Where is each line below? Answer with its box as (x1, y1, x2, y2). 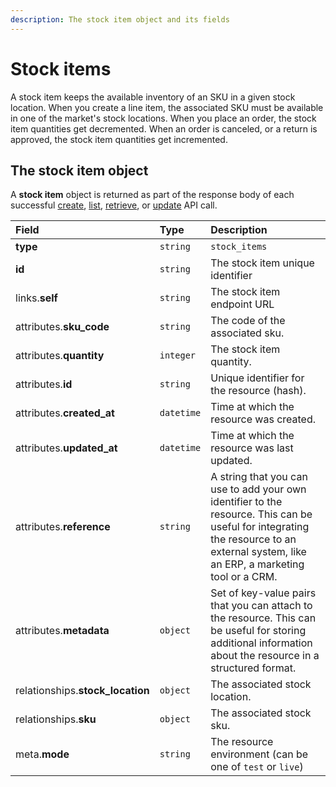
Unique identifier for (210, 371, 305, 385)
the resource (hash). (210, 384, 307, 398)
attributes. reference (15, 520, 111, 534)
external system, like (210, 545, 307, 559)
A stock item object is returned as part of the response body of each (10, 189, 295, 201)
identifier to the (210, 495, 283, 509)
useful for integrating (210, 520, 310, 534)
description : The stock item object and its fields (10, 14, 230, 25)
